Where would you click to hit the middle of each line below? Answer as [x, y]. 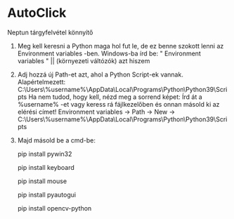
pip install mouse [42, 181]
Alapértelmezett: [41, 81]
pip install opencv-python [54, 208]
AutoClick [37, 13]
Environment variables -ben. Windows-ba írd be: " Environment [109, 53]
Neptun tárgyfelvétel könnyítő [50, 32]
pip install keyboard [46, 167]
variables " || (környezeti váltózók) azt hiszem [84, 60]
